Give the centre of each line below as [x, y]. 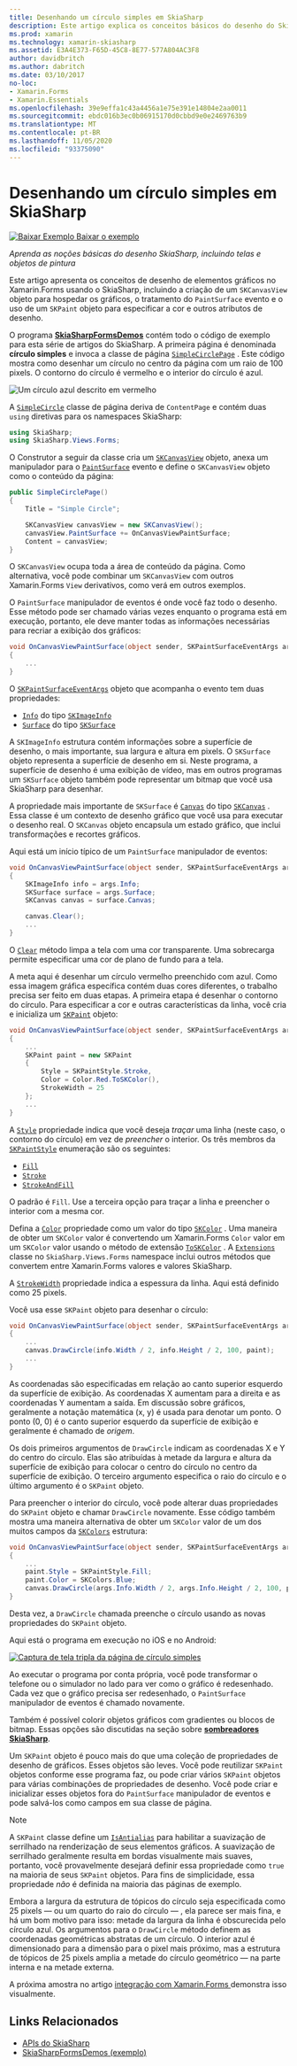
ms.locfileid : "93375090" [57, 149]
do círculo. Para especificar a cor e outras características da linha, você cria [148, 1004]
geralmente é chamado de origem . [72, 1430]
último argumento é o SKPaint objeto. [76, 1485]
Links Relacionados [64, 2021]
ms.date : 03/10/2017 [47, 75]
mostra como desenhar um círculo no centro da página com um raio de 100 [146, 363]
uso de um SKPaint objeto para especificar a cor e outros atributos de [136, 308]
